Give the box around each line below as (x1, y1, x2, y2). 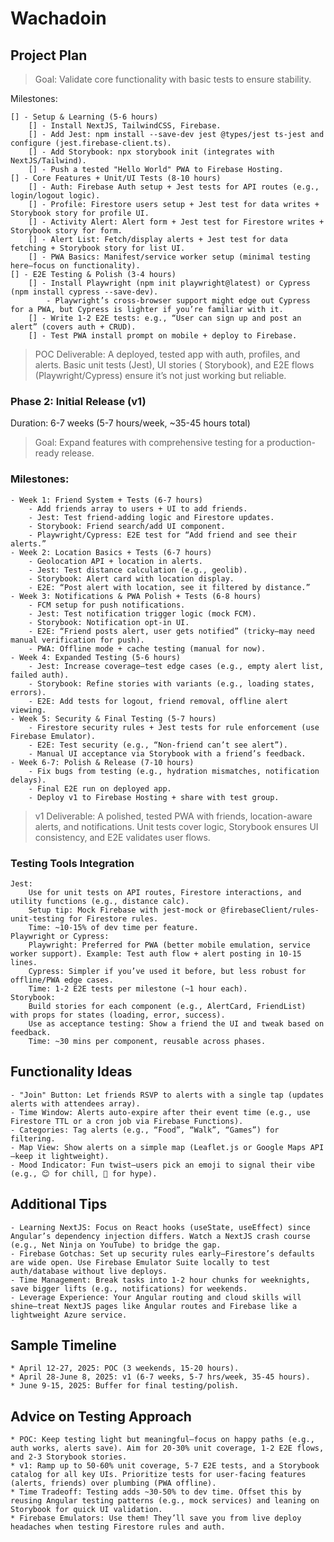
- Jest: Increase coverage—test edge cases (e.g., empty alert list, (28, 661, 325, 671)
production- (266, 437, 316, 449)
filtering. (10, 1133, 56, 1144)
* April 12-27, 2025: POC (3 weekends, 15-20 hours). (10, 1363, 240, 1374)
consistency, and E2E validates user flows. (34, 831, 211, 843)
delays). (10, 775, 47, 785)
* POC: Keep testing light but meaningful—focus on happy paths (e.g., (10, 1435, 315, 1445)
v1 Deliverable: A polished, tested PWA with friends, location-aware (34, 810, 313, 822)
